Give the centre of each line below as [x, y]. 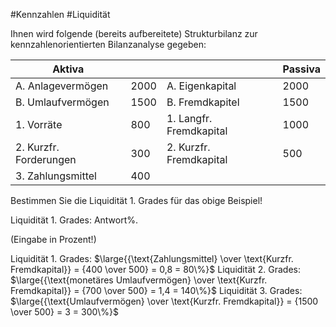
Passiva [301, 69]
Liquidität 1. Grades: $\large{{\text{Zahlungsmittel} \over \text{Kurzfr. [152, 258]
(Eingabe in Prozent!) [53, 239]
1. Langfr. [189, 118]
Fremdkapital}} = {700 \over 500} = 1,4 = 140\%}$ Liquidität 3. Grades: [156, 290]
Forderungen [46, 159]
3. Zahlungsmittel [56, 176]
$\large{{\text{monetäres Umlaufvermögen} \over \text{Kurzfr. [139, 280]
